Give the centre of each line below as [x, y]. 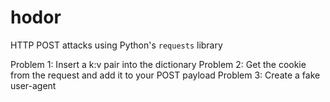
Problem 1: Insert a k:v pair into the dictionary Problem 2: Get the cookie [158, 64]
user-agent [33, 85]
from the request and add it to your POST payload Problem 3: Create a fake [165, 75]
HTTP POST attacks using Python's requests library [116, 45]
